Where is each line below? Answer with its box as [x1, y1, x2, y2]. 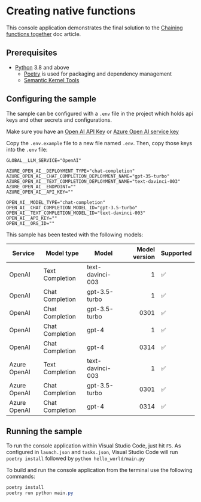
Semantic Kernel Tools [23, 76, 80, 83]
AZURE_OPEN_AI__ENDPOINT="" [6, 184, 77, 190]
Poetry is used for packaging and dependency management [23, 70, 172, 77]
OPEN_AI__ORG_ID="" [6, 220, 55, 226]
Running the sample [6, 426, 83, 436]
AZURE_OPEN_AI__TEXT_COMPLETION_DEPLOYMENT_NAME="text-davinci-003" [6, 178, 181, 184]
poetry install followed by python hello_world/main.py [6, 455, 145, 462]
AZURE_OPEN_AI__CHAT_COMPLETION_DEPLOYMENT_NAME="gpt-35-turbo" [6, 173, 170, 179]
